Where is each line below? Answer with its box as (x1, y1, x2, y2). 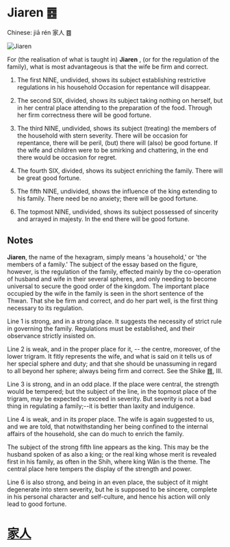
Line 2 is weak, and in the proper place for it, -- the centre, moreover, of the (7, 344, 220, 353)
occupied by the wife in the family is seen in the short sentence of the (7, 289, 204, 297)
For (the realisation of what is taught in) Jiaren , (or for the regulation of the (7, 55, 220, 63)
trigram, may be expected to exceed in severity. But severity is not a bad (7, 394, 212, 403)
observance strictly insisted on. (7, 331, 96, 340)
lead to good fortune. (7, 500, 67, 508)
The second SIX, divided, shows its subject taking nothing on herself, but (16, 96, 223, 104)
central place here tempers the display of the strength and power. (7, 464, 192, 473)
